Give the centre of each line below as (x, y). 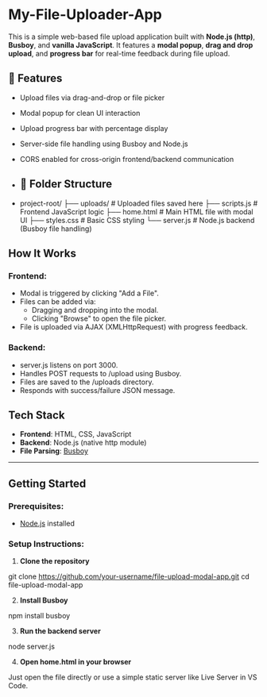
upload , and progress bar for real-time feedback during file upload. (119, 53)
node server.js (32, 647)
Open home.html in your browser (75, 662)
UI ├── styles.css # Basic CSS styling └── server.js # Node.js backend (137, 220)
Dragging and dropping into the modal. (95, 310)
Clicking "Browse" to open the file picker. (99, 318)
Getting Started (47, 483)
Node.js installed (47, 524)
